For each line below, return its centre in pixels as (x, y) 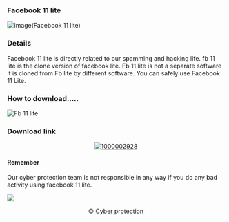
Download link (32, 131)
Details (19, 44)
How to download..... (43, 98)
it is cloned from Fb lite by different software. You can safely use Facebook (114, 73)
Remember (23, 162)
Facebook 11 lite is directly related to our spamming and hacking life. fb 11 (111, 58)
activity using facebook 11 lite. (50, 185)
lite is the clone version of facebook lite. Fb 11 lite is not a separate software (114, 66)
